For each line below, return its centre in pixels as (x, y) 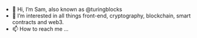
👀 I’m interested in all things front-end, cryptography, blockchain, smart (101, 16)
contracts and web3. (38, 22)
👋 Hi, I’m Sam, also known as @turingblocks (67, 9)
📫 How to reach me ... (40, 29)
